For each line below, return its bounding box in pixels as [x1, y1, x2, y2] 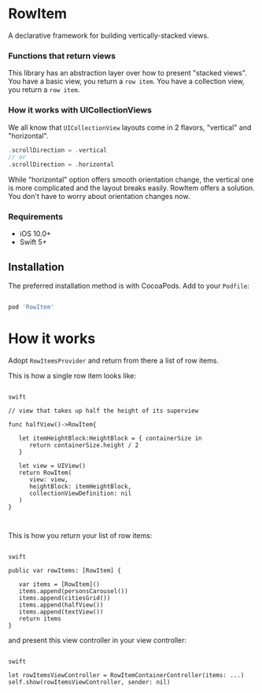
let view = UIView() [18, 462, 87, 470]
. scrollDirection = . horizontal [8, 160, 114, 169]
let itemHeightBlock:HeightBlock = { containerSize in [18, 434, 202, 443]
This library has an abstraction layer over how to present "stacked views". [8, 68, 248, 78]
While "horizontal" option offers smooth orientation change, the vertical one [8, 175, 254, 185]
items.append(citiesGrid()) [18, 595, 111, 603]
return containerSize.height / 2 [28, 441, 139, 449]
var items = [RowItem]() [18, 581, 101, 588]
